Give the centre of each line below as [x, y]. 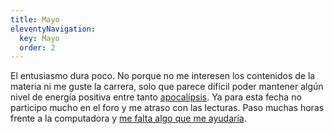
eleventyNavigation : [53, 29]
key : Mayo [39, 38]
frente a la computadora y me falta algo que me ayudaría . [128, 118]
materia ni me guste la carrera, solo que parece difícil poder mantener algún [167, 87]
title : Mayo [35, 19]
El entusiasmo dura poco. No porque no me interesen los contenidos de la [163, 76]
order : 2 [37, 47]
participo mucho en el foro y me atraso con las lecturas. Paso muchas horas [167, 108]
